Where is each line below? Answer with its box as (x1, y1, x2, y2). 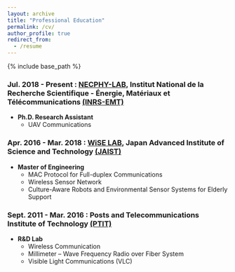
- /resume (13, 43, 42, 50)
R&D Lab (17, 234, 43, 243)
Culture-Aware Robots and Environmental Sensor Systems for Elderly (27, 185, 228, 193)
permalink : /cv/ (7, 23, 55, 30)
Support (27, 192, 52, 200)
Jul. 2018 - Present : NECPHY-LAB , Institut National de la (7, 79, 205, 89)
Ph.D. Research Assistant (17, 113, 93, 121)
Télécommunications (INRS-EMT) (7, 97, 124, 107)
